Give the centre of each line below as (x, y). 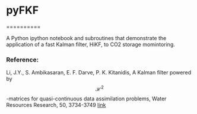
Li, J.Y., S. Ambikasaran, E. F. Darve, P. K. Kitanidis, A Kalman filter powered (99, 73)
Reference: (23, 60)
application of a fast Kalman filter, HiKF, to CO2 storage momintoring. (90, 44)
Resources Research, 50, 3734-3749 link (56, 105)
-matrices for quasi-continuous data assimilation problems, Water (86, 99)
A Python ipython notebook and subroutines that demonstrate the (86, 38)
